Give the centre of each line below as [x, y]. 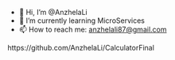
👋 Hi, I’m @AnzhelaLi [53, 12]
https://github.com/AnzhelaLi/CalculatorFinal [81, 48]
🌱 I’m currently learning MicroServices [82, 21]
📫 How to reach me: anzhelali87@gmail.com [93, 29]
